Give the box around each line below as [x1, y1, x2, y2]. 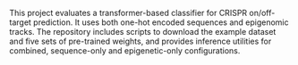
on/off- [249, 8, 276, 18]
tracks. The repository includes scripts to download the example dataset [9, 27, 277, 37]
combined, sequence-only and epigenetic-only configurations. [9, 45, 241, 56]
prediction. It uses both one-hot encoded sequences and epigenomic [32, 17, 289, 28]
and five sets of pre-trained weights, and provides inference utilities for [9, 36, 272, 46]
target [9, 17, 31, 28]
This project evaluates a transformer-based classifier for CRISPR [9, 8, 248, 18]
